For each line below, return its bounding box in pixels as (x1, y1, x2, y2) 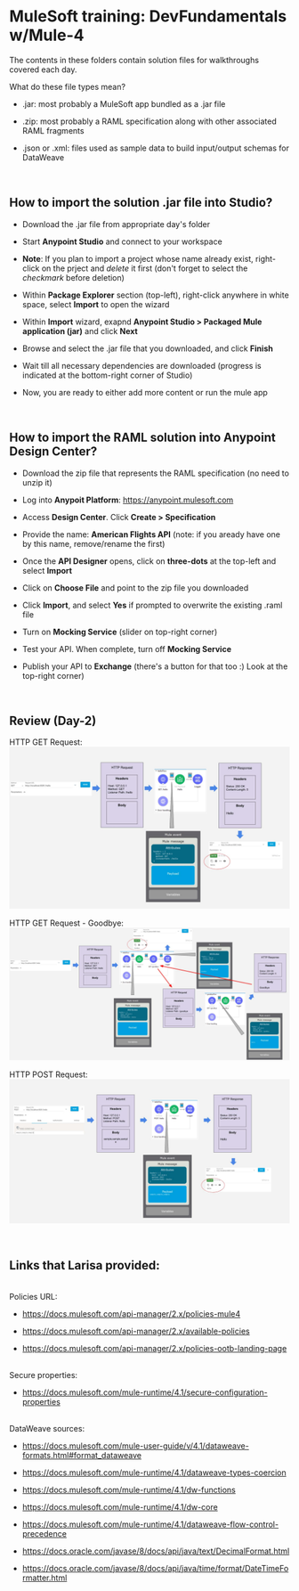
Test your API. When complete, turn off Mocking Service (21, 643, 231, 654)
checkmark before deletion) (21, 272, 125, 282)
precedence (21, 1528, 67, 1538)
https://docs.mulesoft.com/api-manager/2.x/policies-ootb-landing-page (21, 1342, 287, 1353)
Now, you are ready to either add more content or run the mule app (21, 387, 269, 397)
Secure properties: (9, 1369, 78, 1380)
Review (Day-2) (9, 713, 97, 728)
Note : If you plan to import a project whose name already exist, (21, 253, 254, 264)
